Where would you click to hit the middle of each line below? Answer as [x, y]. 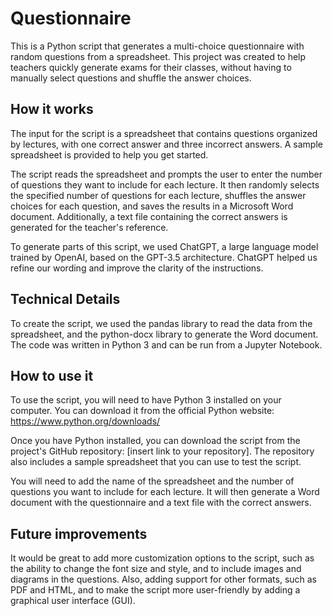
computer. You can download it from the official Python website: [142, 411]
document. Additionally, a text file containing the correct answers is [149, 216]
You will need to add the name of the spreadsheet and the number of [152, 481]
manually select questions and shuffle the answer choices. [131, 78]
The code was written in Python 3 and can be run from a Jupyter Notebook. [166, 344]
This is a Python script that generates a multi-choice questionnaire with [157, 46]
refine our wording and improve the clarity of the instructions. [137, 268]
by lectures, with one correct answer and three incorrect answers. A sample [166, 144]
